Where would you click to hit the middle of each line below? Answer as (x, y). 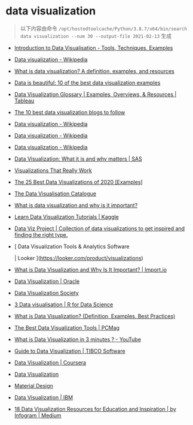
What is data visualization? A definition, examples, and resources (94, 71)
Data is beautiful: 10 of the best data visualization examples (87, 83)
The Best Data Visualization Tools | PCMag (67, 327)
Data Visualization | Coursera (50, 362)
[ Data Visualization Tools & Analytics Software (72, 246)
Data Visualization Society (46, 293)
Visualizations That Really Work (53, 170)
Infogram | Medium (38, 415)
